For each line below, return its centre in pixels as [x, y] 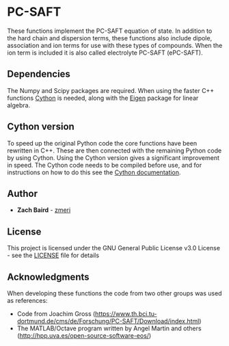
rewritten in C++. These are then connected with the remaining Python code [114, 150]
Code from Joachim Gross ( [56, 314]
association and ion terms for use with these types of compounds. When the [115, 45]
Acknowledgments [49, 277]
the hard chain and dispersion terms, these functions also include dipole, [110, 38]
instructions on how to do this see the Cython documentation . [94, 172]
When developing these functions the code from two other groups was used [114, 293]
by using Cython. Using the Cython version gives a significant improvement [113, 157]
